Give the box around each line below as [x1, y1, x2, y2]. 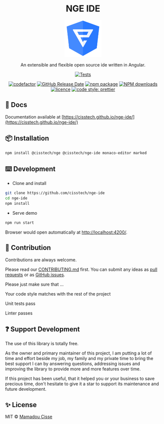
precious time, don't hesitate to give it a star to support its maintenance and [5, 381, 159, 387]
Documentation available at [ [5, 114, 64, 120]
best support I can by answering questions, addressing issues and [5, 361, 140, 367]
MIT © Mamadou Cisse [5, 414, 53, 420]
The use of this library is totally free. [5, 341, 79, 347]
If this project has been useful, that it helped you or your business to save [5, 375, 155, 382]
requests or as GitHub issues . [5, 271, 65, 278]
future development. [5, 386, 47, 392]
